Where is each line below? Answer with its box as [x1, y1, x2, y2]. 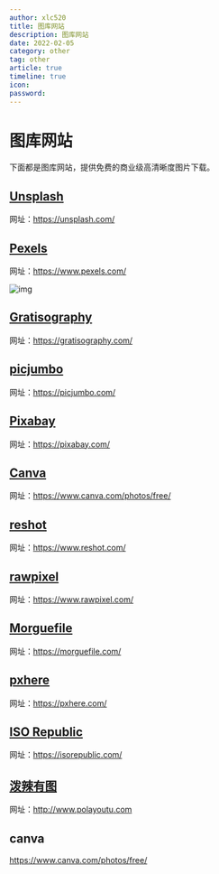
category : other [9, 47, 70, 56]
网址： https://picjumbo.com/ [9, 386, 116, 397]
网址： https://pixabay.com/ [9, 439, 111, 450]
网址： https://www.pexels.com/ [9, 265, 127, 276]
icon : [9, 80, 30, 89]
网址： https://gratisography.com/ [9, 335, 133, 346]
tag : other [9, 55, 50, 64]
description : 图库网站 [9, 30, 89, 39]
